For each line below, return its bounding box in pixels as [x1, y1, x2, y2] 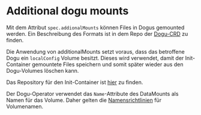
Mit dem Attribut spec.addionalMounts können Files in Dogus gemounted [6, 24, 185, 31]
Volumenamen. [6, 102, 44, 110]
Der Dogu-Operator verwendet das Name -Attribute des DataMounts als [6, 90, 179, 97]
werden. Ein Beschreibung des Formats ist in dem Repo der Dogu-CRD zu [6, 30, 188, 37]
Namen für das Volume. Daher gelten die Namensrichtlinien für [6, 97, 162, 104]
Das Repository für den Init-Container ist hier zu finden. [6, 79, 143, 86]
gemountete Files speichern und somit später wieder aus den [32, 61, 184, 68]
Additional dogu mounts [6, 4, 129, 18]
